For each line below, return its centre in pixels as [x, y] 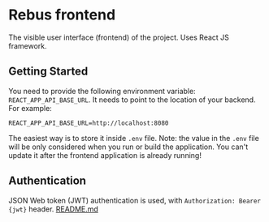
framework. [28, 45]
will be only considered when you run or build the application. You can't [128, 147]
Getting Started [48, 72]
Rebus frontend [62, 15]
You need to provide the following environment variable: [102, 91]
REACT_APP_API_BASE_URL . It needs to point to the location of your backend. [132, 100]
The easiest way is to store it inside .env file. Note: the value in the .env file [134, 138]
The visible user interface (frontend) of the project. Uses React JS [119, 37]
